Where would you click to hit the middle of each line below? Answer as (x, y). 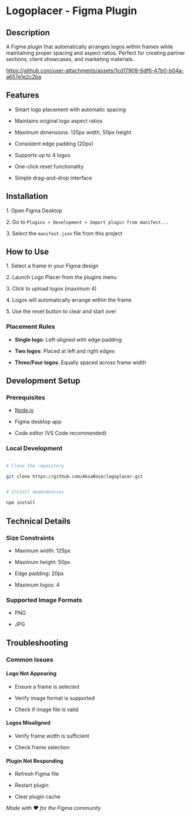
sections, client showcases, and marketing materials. (70, 59)
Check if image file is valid (46, 709)
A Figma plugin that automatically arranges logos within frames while (90, 46)
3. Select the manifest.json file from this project (64, 233)
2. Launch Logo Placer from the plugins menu (61, 277)
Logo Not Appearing (31, 673)
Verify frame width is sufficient (52, 736)
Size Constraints (30, 538)
